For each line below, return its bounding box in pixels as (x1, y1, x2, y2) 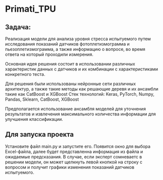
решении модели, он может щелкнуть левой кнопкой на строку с (5, 159, 143, 165)
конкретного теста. (5, 71, 46, 77)
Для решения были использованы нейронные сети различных (5, 81, 136, 87)
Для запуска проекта (5, 131, 74, 139)
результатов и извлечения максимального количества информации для (5, 111, 156, 117)
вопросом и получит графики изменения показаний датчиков (5, 164, 135, 170)
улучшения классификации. (5, 116, 63, 122)
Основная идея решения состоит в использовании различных (5, 61, 136, 67)
